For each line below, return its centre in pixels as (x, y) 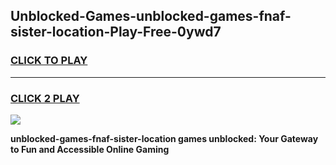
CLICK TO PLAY (49, 61)
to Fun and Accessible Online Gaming (90, 149)
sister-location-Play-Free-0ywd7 (116, 32)
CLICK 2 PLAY (45, 98)
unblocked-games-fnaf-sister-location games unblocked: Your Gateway (164, 138)
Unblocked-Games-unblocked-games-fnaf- (151, 16)
